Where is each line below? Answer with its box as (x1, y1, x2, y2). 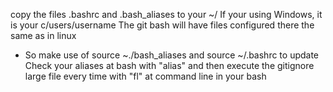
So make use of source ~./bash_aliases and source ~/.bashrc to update (24, 49, 320, 61)
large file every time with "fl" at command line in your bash (24, 70, 267, 82)
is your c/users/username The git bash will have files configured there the (10, 19, 315, 31)
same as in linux (10, 30, 77, 41)
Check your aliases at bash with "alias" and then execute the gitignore (24, 60, 315, 71)
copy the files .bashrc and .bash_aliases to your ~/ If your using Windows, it (10, 9, 323, 20)
